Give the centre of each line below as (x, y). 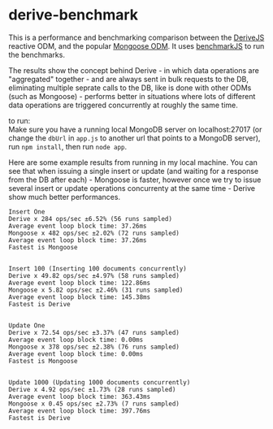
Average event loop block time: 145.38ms (80, 297)
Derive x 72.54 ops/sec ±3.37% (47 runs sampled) (94, 332)
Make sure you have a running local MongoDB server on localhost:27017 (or (135, 129)
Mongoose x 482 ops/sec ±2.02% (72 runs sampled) (94, 233)
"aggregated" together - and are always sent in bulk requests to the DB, (129, 79)
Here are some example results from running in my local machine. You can (133, 162)
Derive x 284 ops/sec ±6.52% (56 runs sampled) (91, 219)
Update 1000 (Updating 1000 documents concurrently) (100, 382)
